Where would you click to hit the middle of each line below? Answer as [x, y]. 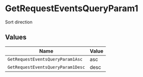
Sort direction [19, 22]
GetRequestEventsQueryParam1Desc [46, 67]
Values [16, 37]
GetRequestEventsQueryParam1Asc [45, 59]
